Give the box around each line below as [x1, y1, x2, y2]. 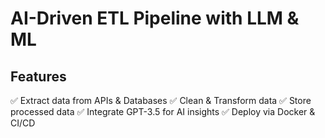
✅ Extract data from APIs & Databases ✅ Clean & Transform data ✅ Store [10, 95, 312, 106]
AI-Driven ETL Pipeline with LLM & [10, 7, 300, 30]
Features [10, 68, 67, 85]
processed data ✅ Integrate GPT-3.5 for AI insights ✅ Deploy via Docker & [10, 106, 316, 117]
